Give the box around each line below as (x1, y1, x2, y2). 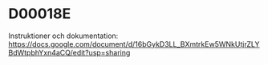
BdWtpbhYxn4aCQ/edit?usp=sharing (8, 48, 131, 57)
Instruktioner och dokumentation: (8, 31, 119, 40)
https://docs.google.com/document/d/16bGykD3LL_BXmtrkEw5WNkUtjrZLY (8, 39, 260, 48)
